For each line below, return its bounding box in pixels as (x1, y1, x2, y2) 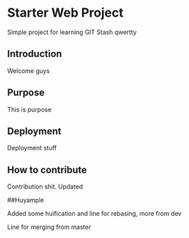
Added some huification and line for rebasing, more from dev (7, 209, 182, 218)
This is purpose (7, 105, 52, 113)
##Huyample (7, 196, 44, 205)
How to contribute (7, 164, 88, 175)
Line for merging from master (7, 223, 92, 231)
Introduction (7, 48, 63, 60)
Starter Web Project (7, 5, 124, 21)
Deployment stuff (7, 144, 57, 152)
